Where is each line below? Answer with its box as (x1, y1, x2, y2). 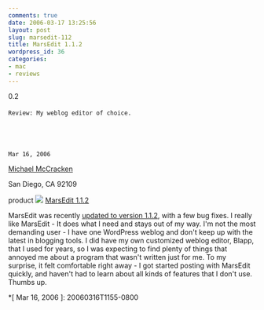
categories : (8, 56, 47, 64)
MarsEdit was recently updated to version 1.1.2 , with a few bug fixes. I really (8, 211, 253, 221)
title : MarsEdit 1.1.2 (8, 41, 82, 49)
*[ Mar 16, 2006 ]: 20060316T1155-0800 (8, 293, 139, 302)
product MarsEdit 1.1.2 (8, 195, 90, 205)
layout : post (8, 26, 51, 34)
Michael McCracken (8, 164, 73, 173)
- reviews (8, 70, 41, 78)
